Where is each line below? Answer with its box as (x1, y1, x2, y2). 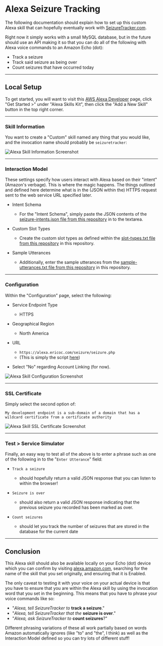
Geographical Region (12, 321, 54, 326)
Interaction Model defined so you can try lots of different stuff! (5, 635, 130, 641)
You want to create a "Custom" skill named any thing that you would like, (5, 134, 150, 140)
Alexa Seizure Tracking (5, 3, 100, 15)
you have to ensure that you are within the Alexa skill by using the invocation (5, 585, 158, 591)
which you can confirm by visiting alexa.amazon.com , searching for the (5, 565, 148, 571)
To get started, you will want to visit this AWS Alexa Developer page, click (5, 96, 152, 102)
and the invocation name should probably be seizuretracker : (5, 140, 127, 145)
